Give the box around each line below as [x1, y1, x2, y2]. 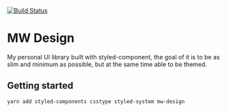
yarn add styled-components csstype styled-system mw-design [7, 98, 185, 105]
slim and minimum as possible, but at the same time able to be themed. [7, 60, 207, 68]
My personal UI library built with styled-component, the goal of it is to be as [7, 53, 220, 61]
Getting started [7, 80, 74, 92]
